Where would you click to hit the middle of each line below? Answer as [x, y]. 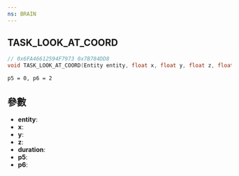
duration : [32, 149]
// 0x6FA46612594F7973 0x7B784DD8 [59, 59]
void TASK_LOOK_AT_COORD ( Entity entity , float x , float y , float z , [111, 66]
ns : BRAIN [22, 14]
